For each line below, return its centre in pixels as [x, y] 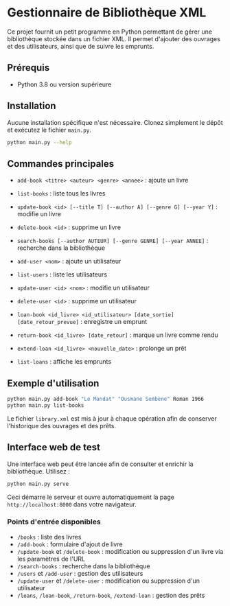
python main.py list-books [46, 405]
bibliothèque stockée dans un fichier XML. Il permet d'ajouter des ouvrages [114, 38]
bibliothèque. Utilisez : [38, 471]
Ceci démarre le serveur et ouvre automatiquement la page [91, 497]
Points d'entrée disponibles [54, 522]
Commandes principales [61, 164]
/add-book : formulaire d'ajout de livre [70, 544]
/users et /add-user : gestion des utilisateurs [80, 573]
